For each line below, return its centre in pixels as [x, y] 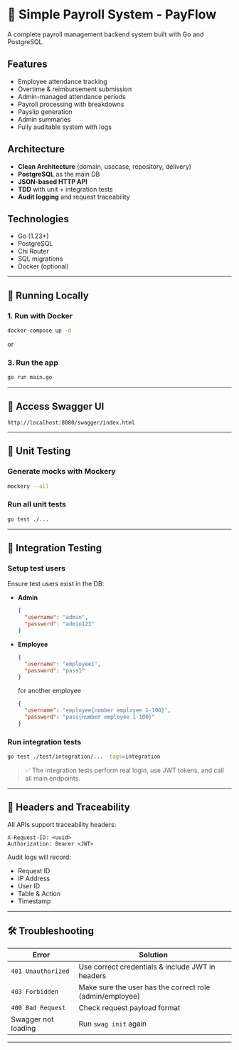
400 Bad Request [38, 1008]
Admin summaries [44, 119]
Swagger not [32, 1019]
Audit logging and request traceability [74, 197]
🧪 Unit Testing [39, 451]
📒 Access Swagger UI [56, 406]
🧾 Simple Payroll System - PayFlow [112, 15]
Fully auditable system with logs [65, 127]
